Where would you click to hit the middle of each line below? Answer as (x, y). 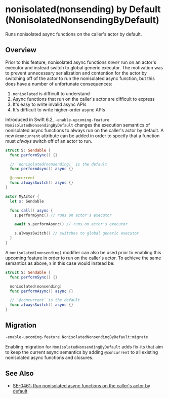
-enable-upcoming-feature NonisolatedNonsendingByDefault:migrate (77, 337)
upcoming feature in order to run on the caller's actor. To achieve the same (83, 258)
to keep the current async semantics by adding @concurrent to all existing (82, 352)
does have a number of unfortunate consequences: (59, 84)
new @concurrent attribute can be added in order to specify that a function (82, 136)
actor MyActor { (22, 196)
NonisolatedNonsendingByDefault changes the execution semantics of (78, 125)
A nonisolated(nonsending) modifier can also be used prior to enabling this (83, 252)
